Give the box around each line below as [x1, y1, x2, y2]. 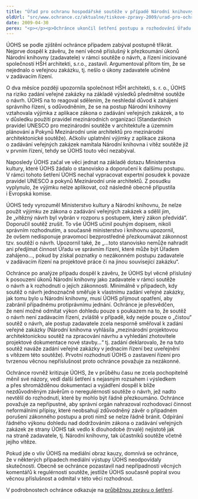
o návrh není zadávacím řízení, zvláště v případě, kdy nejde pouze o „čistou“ [6, 314, 192, 321]
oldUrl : [6, 14, 25, 20]
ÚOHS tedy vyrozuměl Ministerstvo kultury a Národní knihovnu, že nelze [6, 202, 182, 209]
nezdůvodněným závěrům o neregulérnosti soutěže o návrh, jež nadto [6, 388, 177, 395]
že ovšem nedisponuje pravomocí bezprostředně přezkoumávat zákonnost [6, 233, 187, 240]
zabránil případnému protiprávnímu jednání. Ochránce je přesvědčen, [6, 301, 175, 308]
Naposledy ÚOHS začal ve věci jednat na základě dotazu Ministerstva [6, 159, 176, 166]
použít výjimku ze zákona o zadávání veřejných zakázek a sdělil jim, [6, 208, 171, 215]
